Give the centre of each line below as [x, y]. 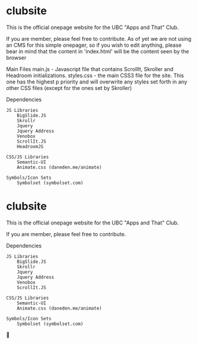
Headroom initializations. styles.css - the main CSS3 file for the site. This [95, 75]
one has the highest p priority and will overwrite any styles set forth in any [97, 82]
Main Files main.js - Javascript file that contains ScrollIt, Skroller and [90, 69]
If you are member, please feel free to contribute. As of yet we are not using [99, 38]
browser [16, 57]
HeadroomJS [30, 146]
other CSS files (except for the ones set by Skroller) [69, 88]
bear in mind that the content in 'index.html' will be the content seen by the [98, 51]
